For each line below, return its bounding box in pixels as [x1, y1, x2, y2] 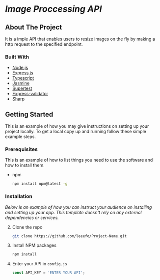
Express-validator [12, 91, 48, 97]
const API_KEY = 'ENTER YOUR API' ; [12, 270, 85, 276]
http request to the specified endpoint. [5, 41, 83, 47]
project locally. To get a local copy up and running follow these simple [5, 129, 146, 135]
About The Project [5, 23, 62, 31]
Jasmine [12, 80, 30, 86]
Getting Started [5, 110, 53, 118]
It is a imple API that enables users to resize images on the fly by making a [5, 36, 156, 42]
